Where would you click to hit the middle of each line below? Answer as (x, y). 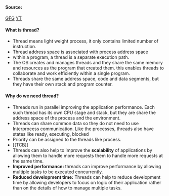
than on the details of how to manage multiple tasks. (67, 188)
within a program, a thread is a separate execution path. (71, 57)
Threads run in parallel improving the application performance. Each (84, 107)
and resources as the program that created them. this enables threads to (88, 68)
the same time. (28, 161)
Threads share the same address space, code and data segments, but (86, 79)
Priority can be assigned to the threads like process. (67, 139)
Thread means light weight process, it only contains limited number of (85, 41)
